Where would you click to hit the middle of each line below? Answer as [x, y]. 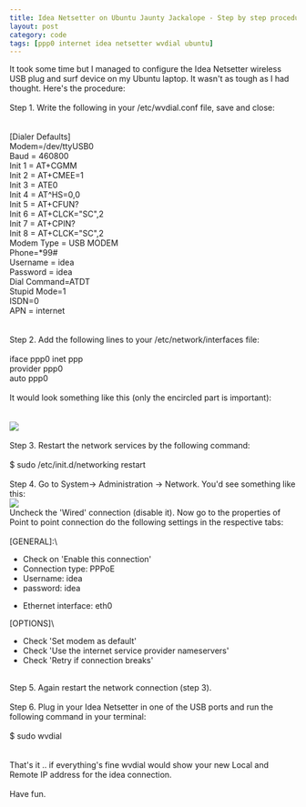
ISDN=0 [24, 301]
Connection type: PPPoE [69, 569]
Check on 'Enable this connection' [87, 560]
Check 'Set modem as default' [79, 641]
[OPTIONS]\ [32, 623]
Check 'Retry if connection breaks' [88, 661]
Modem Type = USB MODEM [64, 243]
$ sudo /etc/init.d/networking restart [77, 465]
